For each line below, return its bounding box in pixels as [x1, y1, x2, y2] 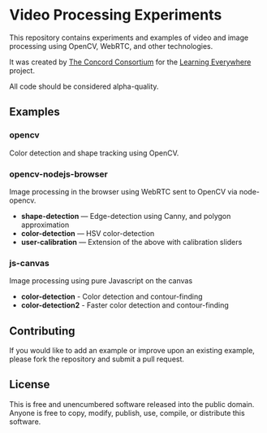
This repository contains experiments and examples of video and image [9, 33, 249, 42]
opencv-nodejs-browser [9, 168, 108, 180]
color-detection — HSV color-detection [20, 228, 155, 238]
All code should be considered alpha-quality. [9, 81, 159, 91]
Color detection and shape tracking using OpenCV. [9, 148, 179, 158]
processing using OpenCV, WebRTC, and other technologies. [9, 41, 213, 50]
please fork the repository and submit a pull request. [9, 354, 185, 364]
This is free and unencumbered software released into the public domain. [9, 399, 255, 409]
